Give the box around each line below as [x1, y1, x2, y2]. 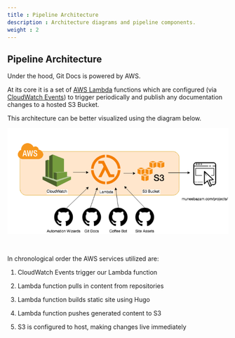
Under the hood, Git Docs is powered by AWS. [7, 72, 141, 80]
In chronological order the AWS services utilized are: [7, 254, 159, 263]
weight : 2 [7, 26, 39, 33]
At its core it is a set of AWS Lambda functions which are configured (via [7, 85, 217, 94]
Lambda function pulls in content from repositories [17, 282, 164, 290]
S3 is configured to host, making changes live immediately [17, 323, 187, 331]
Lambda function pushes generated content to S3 [17, 309, 161, 318]
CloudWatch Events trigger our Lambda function [17, 268, 158, 277]
